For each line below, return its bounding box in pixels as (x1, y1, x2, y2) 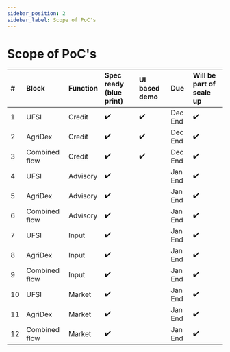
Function (68, 84, 98, 93)
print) (104, 97, 123, 106)
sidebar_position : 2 (7, 10, 66, 17)
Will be (192, 71, 216, 80)
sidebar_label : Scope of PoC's (7, 16, 97, 23)
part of (192, 80, 216, 89)
